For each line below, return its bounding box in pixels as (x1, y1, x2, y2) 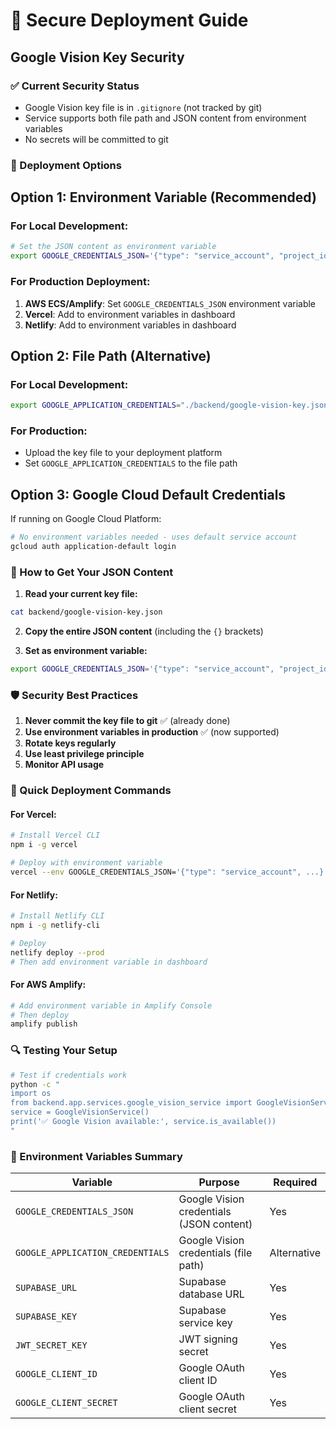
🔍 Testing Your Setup (10, 1044, 118, 1058)
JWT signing (178, 1332, 238, 1346)
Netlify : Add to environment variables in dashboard (24, 319, 237, 331)
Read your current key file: (24, 588, 138, 600)
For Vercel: (10, 808, 57, 820)
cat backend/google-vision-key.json (10, 607, 163, 618)
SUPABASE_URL (15, 1282, 78, 1294)
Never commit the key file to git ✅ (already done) (24, 715, 231, 727)
